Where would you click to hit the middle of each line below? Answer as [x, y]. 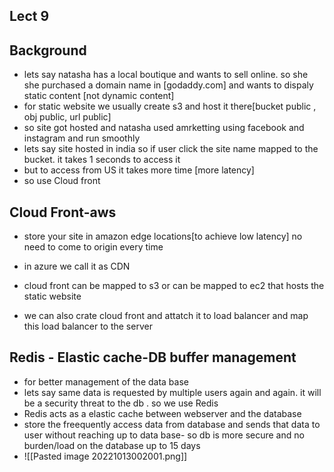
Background [48, 50]
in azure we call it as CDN [77, 266]
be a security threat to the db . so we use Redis [121, 403]
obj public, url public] [67, 117]
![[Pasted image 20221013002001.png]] [105, 456]
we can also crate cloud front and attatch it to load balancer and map [166, 316]
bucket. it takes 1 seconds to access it [102, 160]
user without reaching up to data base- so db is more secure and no [164, 435]
